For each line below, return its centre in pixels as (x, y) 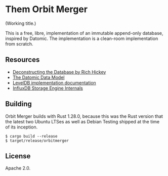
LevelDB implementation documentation (54, 82)
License (18, 156)
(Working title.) (21, 23)
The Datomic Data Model (38, 77)
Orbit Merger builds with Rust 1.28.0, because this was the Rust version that (84, 116)
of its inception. (22, 127)
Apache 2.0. (18, 168)
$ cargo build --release (31, 136)
